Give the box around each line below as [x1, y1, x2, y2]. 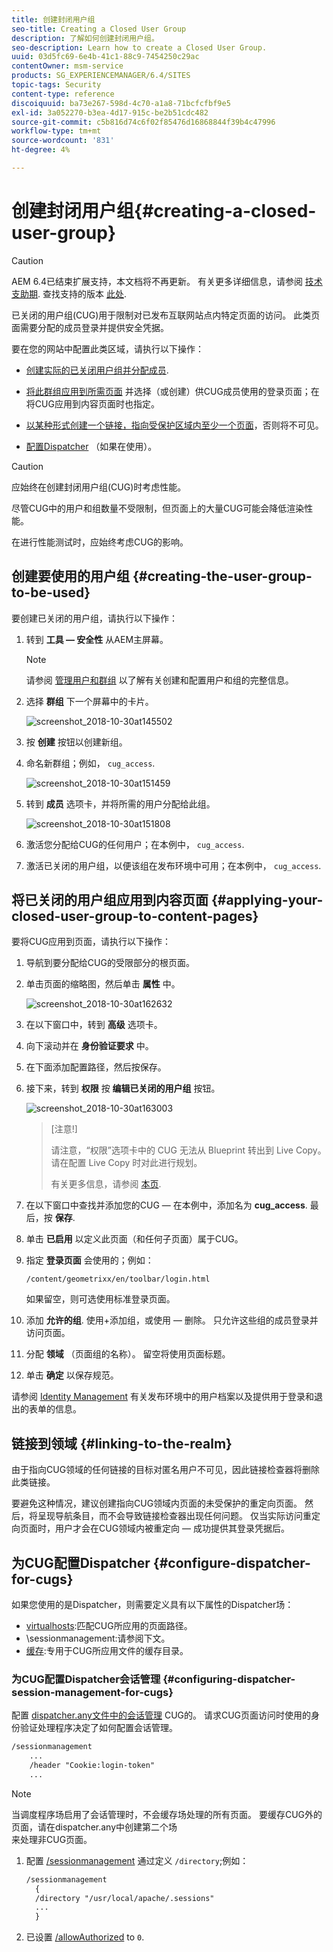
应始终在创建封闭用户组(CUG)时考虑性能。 [11, 481, 187, 493]
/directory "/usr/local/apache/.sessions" [35, 1893, 215, 1903]
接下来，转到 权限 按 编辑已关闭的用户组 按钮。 [25, 1082, 221, 1095]
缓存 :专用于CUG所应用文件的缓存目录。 [25, 1645, 189, 1657]
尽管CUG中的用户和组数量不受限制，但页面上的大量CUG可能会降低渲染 [11, 502, 305, 514]
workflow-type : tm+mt [11, 126, 102, 136]
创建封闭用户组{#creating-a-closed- [11, 200, 317, 223]
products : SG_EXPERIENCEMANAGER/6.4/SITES [11, 71, 191, 81]
